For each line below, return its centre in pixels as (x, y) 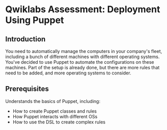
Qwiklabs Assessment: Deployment (83, 9)
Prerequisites (27, 89)
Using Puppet (35, 20)
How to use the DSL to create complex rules (59, 122)
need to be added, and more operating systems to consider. (68, 73)
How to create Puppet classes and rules (55, 111)
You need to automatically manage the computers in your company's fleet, (84, 51)
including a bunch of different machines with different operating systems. (82, 57)
